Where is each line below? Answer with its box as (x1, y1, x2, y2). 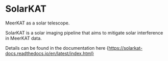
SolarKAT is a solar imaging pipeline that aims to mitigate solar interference (5, 29, 163, 36)
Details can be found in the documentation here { (5, 45, 109, 51)
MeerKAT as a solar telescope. (5, 20, 70, 26)
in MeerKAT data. (5, 35, 42, 41)
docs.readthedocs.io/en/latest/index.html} (5, 50, 94, 56)
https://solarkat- (108, 45, 143, 51)
